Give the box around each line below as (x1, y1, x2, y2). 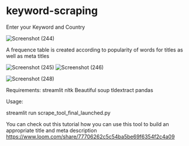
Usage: (6, 98, 23, 105)
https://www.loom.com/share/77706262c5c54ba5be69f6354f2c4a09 (6, 133, 175, 140)
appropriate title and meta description (6, 127, 97, 134)
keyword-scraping (6, 4, 98, 18)
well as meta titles (6, 52, 50, 59)
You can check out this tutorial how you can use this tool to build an (6, 120, 169, 127)
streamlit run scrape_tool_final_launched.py (6, 109, 111, 116)
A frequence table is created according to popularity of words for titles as (6, 46, 183, 53)
